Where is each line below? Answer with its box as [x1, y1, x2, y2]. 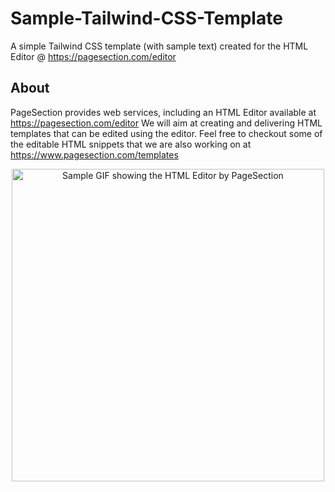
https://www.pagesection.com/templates [10, 148, 179, 161]
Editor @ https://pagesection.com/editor [10, 50, 177, 62]
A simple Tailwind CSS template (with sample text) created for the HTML [10, 40, 309, 52]
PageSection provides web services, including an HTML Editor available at [10, 106, 317, 118]
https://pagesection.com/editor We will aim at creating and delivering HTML [10, 117, 323, 129]
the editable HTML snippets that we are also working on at [10, 138, 252, 150]
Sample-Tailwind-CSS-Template [10, 7, 283, 30]
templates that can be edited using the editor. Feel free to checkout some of [10, 127, 323, 139]
